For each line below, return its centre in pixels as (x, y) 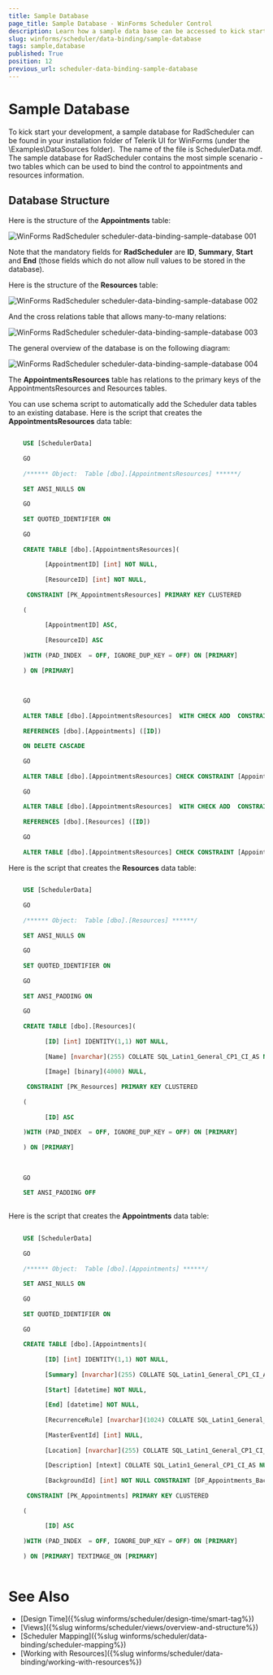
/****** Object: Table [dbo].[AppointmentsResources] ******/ (132, 474)
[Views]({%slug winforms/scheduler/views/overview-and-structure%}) (139, 1628)
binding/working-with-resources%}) (81, 1662)
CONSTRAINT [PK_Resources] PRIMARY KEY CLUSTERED (112, 1087)
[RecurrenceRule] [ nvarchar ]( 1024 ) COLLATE (119, 1420)
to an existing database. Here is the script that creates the (105, 413)
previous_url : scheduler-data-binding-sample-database (103, 69)
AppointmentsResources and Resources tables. (88, 388)
